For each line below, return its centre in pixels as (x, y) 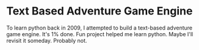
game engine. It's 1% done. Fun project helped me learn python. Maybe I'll (100, 34)
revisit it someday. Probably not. (47, 40)
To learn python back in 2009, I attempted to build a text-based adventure (99, 28)
